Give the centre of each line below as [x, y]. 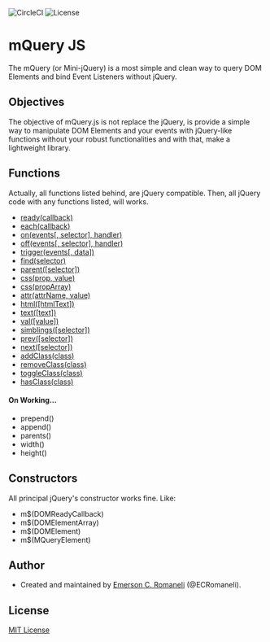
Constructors [43, 479]
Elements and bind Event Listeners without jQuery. [93, 76]
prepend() [37, 418]
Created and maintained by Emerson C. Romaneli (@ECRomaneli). [131, 585]
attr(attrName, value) [55, 295]
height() [33, 452]
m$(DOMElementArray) [59, 522]
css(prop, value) [48, 277]
